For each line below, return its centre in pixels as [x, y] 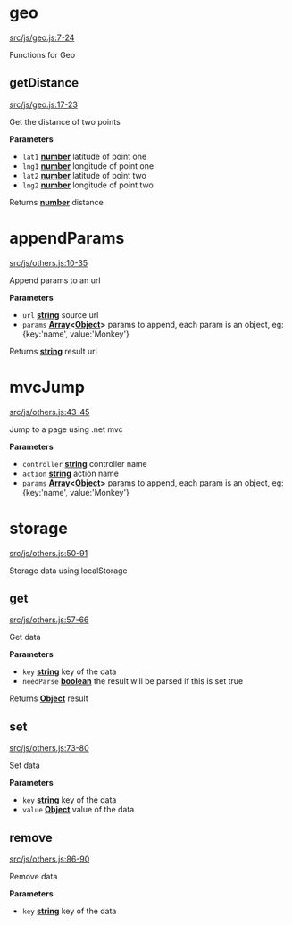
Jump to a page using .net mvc [66, 429]
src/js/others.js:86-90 [50, 859]
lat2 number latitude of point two [84, 175]
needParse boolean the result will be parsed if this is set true [133, 681]
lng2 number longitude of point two [88, 185]
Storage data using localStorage [68, 571]
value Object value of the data [78, 810]
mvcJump [47, 387]
